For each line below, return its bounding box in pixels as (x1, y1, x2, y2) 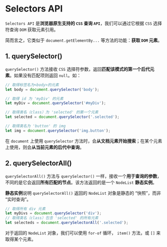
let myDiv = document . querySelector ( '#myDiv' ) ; (5, 101, 106, 106)
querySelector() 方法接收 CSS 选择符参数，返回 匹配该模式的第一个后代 (5, 66, 150, 72)
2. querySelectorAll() (5, 159, 72, 168)
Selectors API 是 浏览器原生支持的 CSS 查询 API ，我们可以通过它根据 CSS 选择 (5, 20, 162, 26)
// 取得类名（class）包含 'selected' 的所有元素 (5, 215, 98, 221)
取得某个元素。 (5, 236, 36, 242)
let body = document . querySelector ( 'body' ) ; (5, 87, 99, 92)
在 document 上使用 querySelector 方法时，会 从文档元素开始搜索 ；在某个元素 (5, 138, 162, 144)
